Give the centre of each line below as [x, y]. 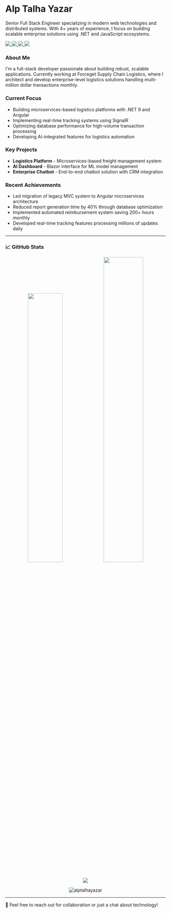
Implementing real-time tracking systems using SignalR [70, 120]
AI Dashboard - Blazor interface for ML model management [75, 166]
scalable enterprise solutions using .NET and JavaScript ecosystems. [78, 34]
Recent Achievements [33, 185]
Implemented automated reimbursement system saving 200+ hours [83, 212]
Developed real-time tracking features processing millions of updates [85, 223]
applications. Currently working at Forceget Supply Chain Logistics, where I [84, 74]
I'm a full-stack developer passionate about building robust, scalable [77, 69]
